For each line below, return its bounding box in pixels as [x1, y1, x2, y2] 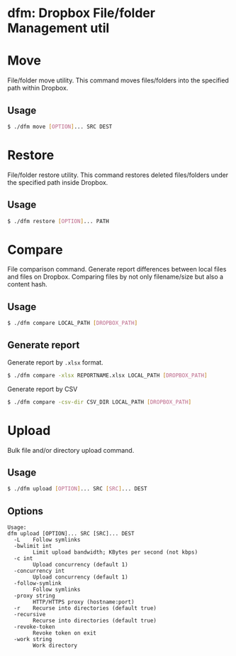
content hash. [7, 280, 47, 289]
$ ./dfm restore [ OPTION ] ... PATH [7, 217, 110, 225]
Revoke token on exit [33, 630, 97, 637]
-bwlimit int [13, 542, 52, 550]
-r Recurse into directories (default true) [13, 605, 157, 612]
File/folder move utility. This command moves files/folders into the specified [7, 76, 229, 85]
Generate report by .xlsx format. [7, 357, 104, 367]
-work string [13, 636, 52, 643]
